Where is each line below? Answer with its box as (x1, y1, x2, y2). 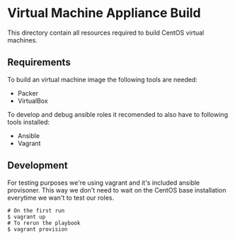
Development (7, 159, 69, 171)
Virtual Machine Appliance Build (7, 5, 201, 21)
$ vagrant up (7, 213, 46, 220)
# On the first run (7, 207, 65, 214)
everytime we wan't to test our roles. (7, 193, 115, 202)
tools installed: (7, 118, 50, 126)
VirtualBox (17, 96, 48, 105)
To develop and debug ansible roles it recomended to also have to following (7, 110, 229, 118)
